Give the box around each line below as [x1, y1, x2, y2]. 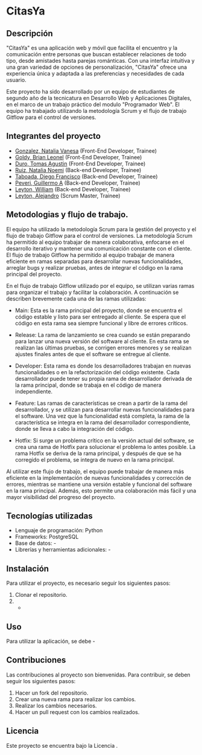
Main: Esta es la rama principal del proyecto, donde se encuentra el [14, 307, 183, 314]
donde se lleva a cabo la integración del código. [14, 425, 134, 432]
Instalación [6, 563, 49, 574]
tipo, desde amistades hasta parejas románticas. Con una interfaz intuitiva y [6, 57, 195, 64]
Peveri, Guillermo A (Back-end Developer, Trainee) [14, 179, 140, 186]
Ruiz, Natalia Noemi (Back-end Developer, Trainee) [14, 166, 142, 173]
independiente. [14, 387, 53, 395]
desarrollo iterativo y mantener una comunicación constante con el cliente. [6, 244, 192, 252]
